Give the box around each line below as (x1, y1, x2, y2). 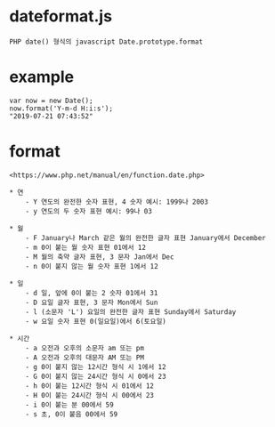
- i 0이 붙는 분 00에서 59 (25, 400, 114, 409)
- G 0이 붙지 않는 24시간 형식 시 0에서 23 (25, 372, 166, 381)
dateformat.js (9, 6, 113, 27)
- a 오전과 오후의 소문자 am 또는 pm (25, 343, 145, 352)
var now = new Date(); (9, 96, 93, 105)
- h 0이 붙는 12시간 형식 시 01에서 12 (25, 381, 154, 391)
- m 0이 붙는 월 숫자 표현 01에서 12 (25, 243, 147, 252)
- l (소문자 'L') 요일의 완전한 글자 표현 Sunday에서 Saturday (25, 307, 237, 317)
